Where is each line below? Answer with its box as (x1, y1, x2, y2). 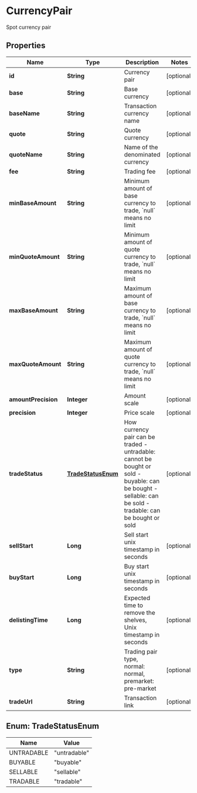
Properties (6, 41, 46, 51)
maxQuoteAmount (9, 360, 62, 368)
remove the (124, 608, 155, 617)
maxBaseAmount (9, 306, 59, 314)
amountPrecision (9, 395, 58, 404)
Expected (124, 594, 151, 602)
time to (124, 601, 144, 609)
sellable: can (124, 491, 159, 499)
